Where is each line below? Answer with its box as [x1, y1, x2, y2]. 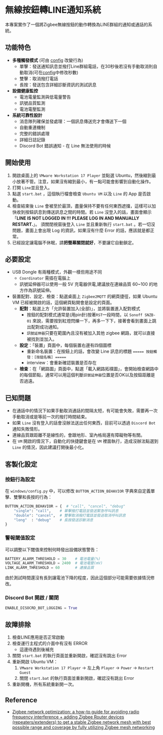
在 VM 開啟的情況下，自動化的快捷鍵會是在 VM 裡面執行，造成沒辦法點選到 [12, 438, 159, 444]
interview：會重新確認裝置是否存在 [26, 360, 97, 366]
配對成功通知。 [31, 324, 61, 330]
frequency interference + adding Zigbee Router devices [12, 714, 124, 720]
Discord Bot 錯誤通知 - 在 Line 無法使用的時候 [19, 143, 111, 149]
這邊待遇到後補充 [19, 647, 54, 652]
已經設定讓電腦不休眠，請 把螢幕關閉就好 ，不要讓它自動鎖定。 [12, 239, 137, 245]
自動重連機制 [19, 124, 45, 130]
